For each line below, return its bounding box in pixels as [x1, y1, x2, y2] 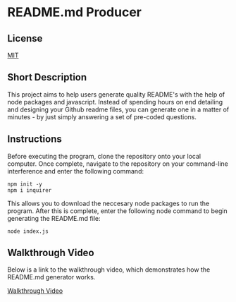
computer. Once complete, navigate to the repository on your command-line [7, 159, 229, 168]
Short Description [7, 71, 87, 83]
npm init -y [7, 181, 42, 188]
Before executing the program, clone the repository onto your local [7, 152, 201, 160]
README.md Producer [7, 4, 142, 20]
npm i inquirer [7, 186, 52, 194]
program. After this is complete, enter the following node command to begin [7, 206, 228, 215]
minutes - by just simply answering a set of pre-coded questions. [7, 112, 197, 121]
